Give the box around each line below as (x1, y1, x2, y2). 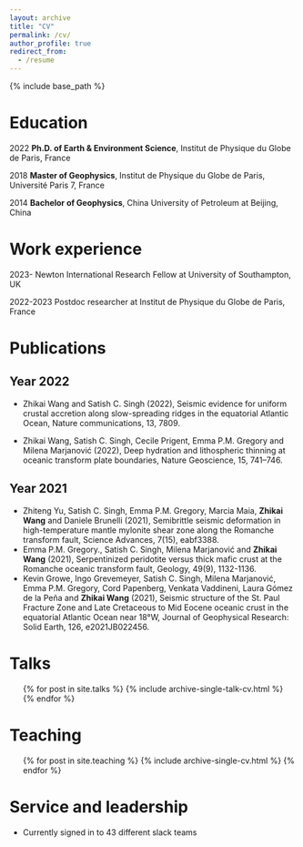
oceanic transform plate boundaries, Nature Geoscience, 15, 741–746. (22, 454, 284, 465)
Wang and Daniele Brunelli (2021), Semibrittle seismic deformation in (22, 515, 281, 526)
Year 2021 (9, 481, 68, 496)
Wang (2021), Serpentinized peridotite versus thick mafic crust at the (22, 553, 282, 565)
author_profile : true (9, 38, 92, 48)
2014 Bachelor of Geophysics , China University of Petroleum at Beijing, (9, 197, 279, 208)
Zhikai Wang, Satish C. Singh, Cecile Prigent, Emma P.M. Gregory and (22, 434, 285, 446)
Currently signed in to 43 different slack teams (22, 826, 197, 838)
